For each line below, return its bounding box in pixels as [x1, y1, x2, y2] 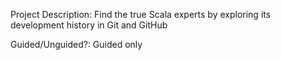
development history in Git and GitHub [10, 19, 168, 31]
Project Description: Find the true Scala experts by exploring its [10, 9, 272, 20]
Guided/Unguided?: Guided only [10, 39, 143, 50]
